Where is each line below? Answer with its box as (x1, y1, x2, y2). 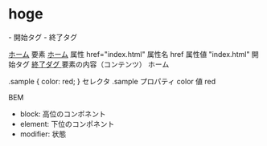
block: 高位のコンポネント (19, 109, 106, 119)
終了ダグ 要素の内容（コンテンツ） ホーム (31, 59, 170, 69)
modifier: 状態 (19, 129, 67, 139)
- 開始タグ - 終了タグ (8, 32, 78, 42)
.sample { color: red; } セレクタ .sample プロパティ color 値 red (8, 76, 216, 86)
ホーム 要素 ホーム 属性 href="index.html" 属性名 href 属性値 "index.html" (8, 49, 250, 59)
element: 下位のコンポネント (19, 119, 115, 128)
